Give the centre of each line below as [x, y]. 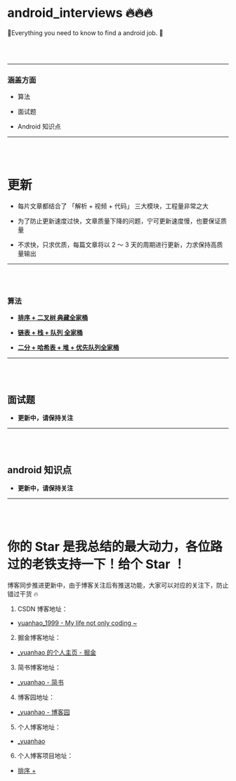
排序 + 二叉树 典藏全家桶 [53, 318]
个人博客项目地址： [45, 756]
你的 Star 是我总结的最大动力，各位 [109, 547]
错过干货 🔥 [23, 594]
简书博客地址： [39, 667]
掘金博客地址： [39, 638]
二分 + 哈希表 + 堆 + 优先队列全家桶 [68, 348]
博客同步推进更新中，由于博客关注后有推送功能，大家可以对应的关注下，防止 [118, 586]
